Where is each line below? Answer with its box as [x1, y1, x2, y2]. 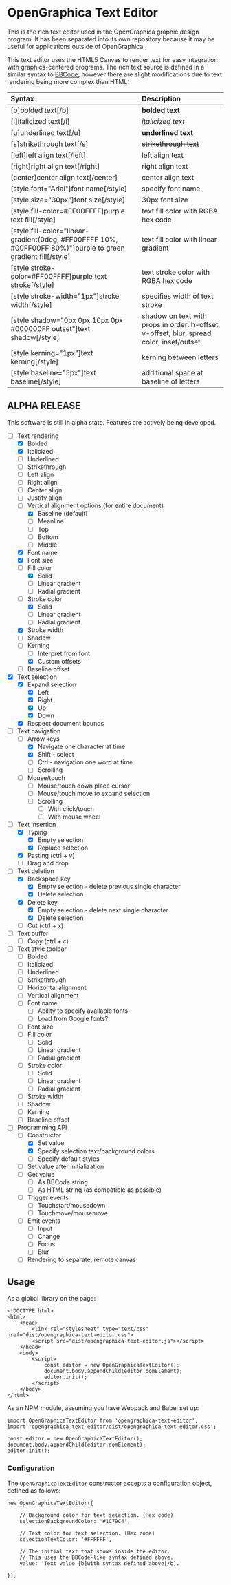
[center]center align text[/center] [10, 172, 118, 182]
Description [142, 94, 181, 103]
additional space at [142, 368, 203, 377]
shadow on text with [142, 311, 208, 321]
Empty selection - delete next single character [37, 905, 168, 914]
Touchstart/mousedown [37, 1201, 106, 1209]
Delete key [27, 898, 58, 906]
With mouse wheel [47, 812, 101, 821]
